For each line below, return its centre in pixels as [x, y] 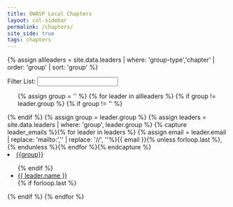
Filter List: [22, 81]
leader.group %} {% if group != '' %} [70, 104]
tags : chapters [29, 40]
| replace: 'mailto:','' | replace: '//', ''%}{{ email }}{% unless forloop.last [109, 140]
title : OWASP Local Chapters [50, 14]
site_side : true [31, 33]
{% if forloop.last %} [47, 183]
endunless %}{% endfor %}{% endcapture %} [84, 147]
